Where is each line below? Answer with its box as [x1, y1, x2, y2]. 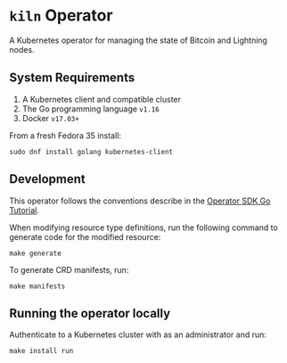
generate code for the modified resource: [9, 231, 161, 242]
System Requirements [9, 70, 135, 86]
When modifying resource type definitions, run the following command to [9, 222, 278, 233]
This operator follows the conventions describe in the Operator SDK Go [9, 195, 271, 206]
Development [9, 171, 86, 187]
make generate [9, 249, 62, 258]
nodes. [9, 44, 35, 54]
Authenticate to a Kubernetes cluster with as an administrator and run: [9, 329, 267, 340]
